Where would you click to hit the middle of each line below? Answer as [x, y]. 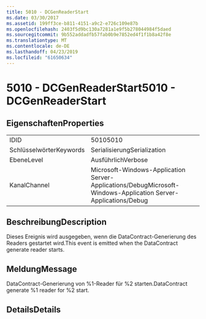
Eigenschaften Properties [55, 123]
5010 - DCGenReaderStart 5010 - [91, 88]
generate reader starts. [36, 250]
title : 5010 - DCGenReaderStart [48, 12]
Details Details [34, 310]
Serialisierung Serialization [128, 149]
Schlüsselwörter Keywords [47, 149]
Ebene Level [26, 160]
